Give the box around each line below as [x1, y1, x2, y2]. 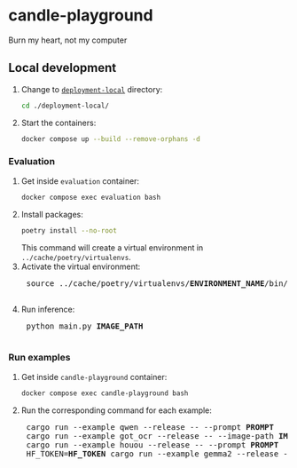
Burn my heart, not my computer [8, 35, 128, 45]
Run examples [8, 352, 71, 364]
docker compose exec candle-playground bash [20, 388, 189, 398]
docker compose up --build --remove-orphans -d [20, 134, 200, 143]
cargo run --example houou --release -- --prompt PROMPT [26, 440, 279, 449]
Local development [8, 60, 117, 75]
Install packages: [20, 209, 83, 219]
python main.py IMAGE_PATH [26, 321, 144, 331]
